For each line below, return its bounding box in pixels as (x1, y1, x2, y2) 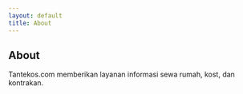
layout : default (8, 11, 63, 20)
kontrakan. (8, 78, 44, 88)
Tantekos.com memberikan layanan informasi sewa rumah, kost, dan (8, 69, 235, 80)
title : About (8, 19, 52, 27)
